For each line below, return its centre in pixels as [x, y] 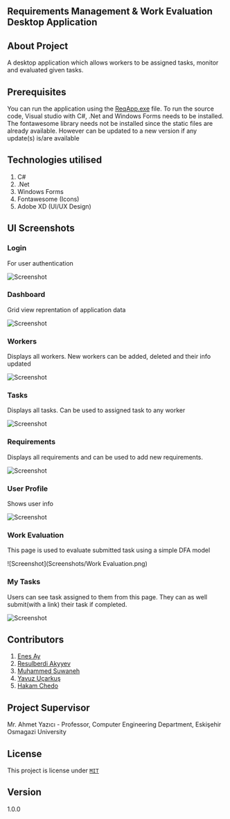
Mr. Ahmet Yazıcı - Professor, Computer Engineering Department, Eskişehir [114, 724]
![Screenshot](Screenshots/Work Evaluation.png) [77, 564]
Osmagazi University [37, 732]
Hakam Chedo [38, 686]
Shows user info [30, 504]
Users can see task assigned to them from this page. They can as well [107, 597]
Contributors [36, 639]
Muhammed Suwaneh [48, 671]
